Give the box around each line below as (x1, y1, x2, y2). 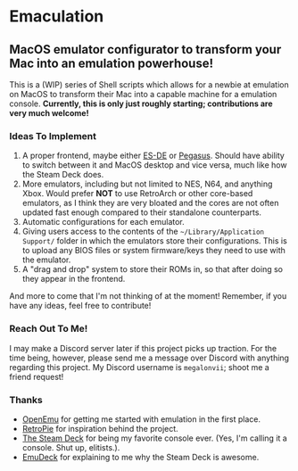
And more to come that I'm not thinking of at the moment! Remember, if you (9, 291, 287, 302)
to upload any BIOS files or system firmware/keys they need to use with (21, 245, 286, 256)
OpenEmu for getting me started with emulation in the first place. (21, 413, 261, 425)
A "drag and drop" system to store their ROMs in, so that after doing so (21, 264, 284, 275)
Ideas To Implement (9, 129, 96, 142)
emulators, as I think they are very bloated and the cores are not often (21, 198, 279, 209)
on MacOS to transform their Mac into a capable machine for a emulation (9, 89, 277, 99)
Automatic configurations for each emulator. (21, 217, 185, 227)
